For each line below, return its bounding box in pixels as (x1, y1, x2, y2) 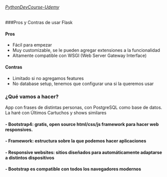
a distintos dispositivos (5, 154, 55, 160)
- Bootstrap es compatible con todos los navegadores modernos (5, 166, 141, 172)
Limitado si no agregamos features (12, 75, 84, 81)
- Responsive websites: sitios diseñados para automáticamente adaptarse (5, 149, 163, 155)
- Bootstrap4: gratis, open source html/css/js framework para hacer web (5, 121, 159, 127)
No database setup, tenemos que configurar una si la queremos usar (12, 80, 154, 86)
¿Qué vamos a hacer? (5, 93, 59, 100)
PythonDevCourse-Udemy (5, 4, 60, 10)
